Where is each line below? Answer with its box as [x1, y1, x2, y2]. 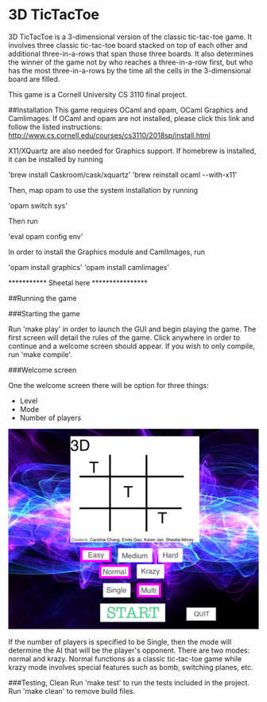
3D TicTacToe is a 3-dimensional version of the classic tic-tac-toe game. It [8, 32, 253, 41]
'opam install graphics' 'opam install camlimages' [8, 262, 169, 272]
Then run [8, 216, 38, 226]
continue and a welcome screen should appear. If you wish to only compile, [8, 341, 256, 351]
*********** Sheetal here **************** [8, 277, 149, 288]
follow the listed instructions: [8, 122, 103, 131]
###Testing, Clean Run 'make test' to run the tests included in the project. [8, 677, 250, 687]
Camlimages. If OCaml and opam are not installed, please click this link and [8, 113, 254, 123]
